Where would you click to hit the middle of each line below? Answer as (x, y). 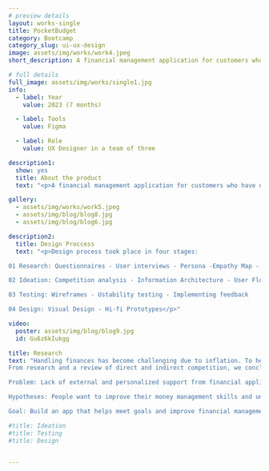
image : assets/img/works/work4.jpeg (69, 53)
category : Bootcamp (41, 38)
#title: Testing (35, 433)
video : (19, 324)
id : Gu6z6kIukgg (42, 338)
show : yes (32, 170)
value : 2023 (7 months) (62, 105)
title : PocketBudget (43, 30)
